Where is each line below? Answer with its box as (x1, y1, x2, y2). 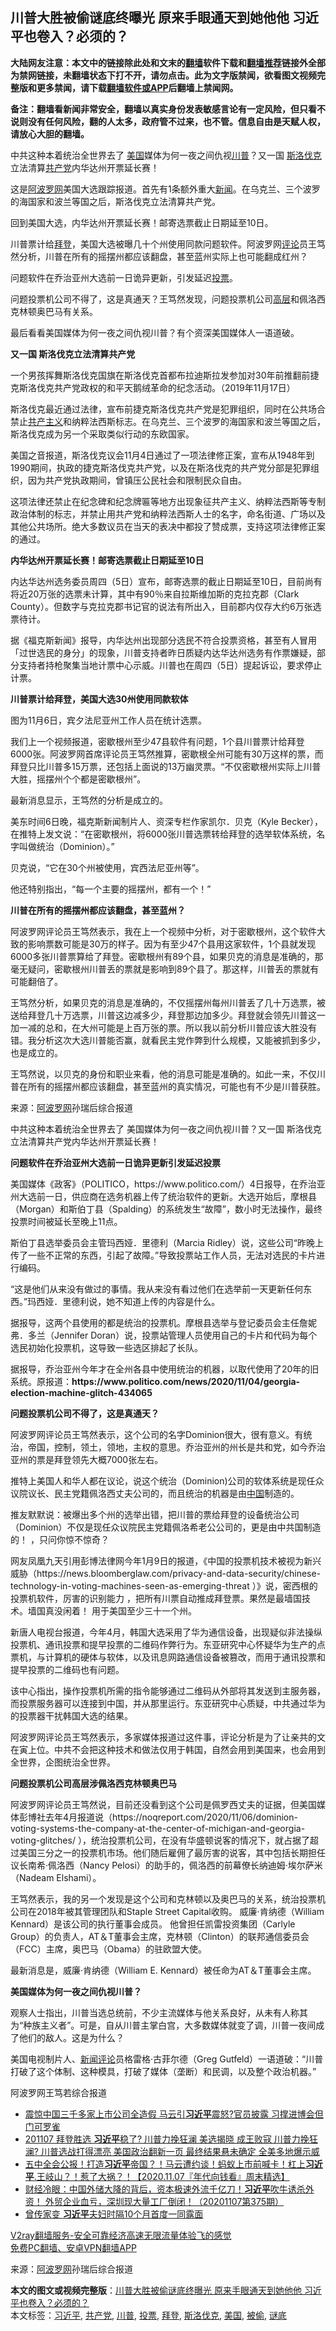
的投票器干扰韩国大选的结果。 (10, 1709, 133, 1722)
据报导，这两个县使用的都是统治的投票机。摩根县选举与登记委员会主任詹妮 (10, 1316, 317, 1328)
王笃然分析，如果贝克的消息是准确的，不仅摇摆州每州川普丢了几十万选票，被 (10, 996, 326, 1008)
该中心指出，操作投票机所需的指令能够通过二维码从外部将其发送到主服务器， (10, 1684, 326, 1697)
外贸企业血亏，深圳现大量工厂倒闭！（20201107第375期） (44, 2195, 285, 2207)
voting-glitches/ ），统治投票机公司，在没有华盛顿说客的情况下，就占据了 (10, 1834, 310, 1846)
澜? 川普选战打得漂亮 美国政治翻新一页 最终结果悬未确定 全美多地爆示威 (24, 2145, 320, 2157)
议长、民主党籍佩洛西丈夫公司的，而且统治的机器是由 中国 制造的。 (27, 1487, 300, 1499)
